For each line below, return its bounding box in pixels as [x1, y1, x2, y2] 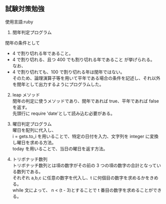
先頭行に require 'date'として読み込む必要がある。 [12, 110, 115, 116]
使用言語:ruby [5, 19, 33, 25]
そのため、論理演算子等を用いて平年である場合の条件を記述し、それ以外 [12, 75, 161, 81]
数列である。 [16, 168, 43, 174]
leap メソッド [12, 92, 40, 98]
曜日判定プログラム [12, 121, 52, 127]
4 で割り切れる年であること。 [12, 50, 74, 56]
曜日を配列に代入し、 [12, 127, 56, 133]
